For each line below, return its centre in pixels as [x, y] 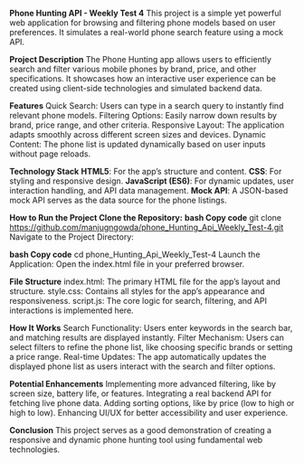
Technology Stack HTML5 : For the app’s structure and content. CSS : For [146, 171]
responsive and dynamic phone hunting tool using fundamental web [136, 440]
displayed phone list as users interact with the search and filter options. [142, 366]
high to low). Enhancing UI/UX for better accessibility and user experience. [149, 412]
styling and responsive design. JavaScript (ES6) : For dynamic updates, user [152, 181]
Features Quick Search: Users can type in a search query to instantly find [147, 106]
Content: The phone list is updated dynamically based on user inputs [138, 144]
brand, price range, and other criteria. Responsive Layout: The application [147, 125]
